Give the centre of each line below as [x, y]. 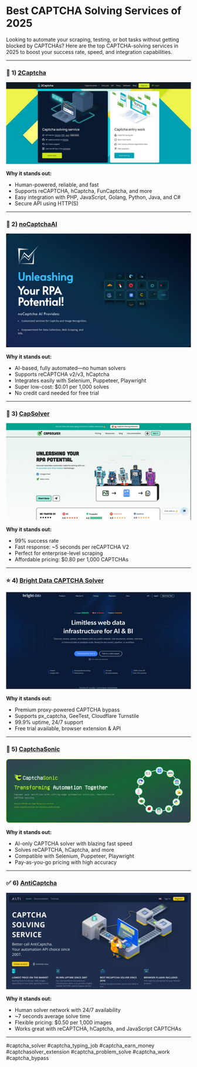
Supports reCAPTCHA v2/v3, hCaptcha [62, 374]
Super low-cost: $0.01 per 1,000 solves [62, 387]
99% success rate [37, 541]
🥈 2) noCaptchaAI [32, 224]
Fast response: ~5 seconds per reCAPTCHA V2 [72, 547]
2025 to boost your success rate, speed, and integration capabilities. [89, 52]
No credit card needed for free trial [57, 393]
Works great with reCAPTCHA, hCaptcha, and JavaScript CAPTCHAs [98, 1029]
